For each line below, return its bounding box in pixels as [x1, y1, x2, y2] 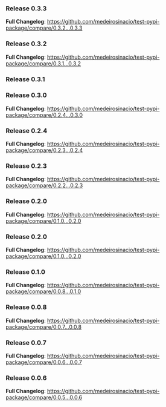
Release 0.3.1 [5, 74, 45, 83]
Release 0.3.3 [5, 4, 47, 13]
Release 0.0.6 [5, 374, 47, 382]
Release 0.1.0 [5, 268, 46, 276]
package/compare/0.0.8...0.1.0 [5, 288, 81, 295]
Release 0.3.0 [5, 91, 47, 99]
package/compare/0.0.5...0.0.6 [5, 394, 83, 401]
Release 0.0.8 [5, 303, 47, 311]
